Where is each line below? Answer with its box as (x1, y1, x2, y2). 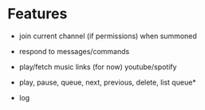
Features (7, 5, 68, 23)
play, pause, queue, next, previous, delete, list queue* (18, 77, 196, 87)
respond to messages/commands (18, 46, 130, 56)
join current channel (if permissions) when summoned (18, 31, 197, 41)
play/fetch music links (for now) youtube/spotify (18, 61, 177, 72)
